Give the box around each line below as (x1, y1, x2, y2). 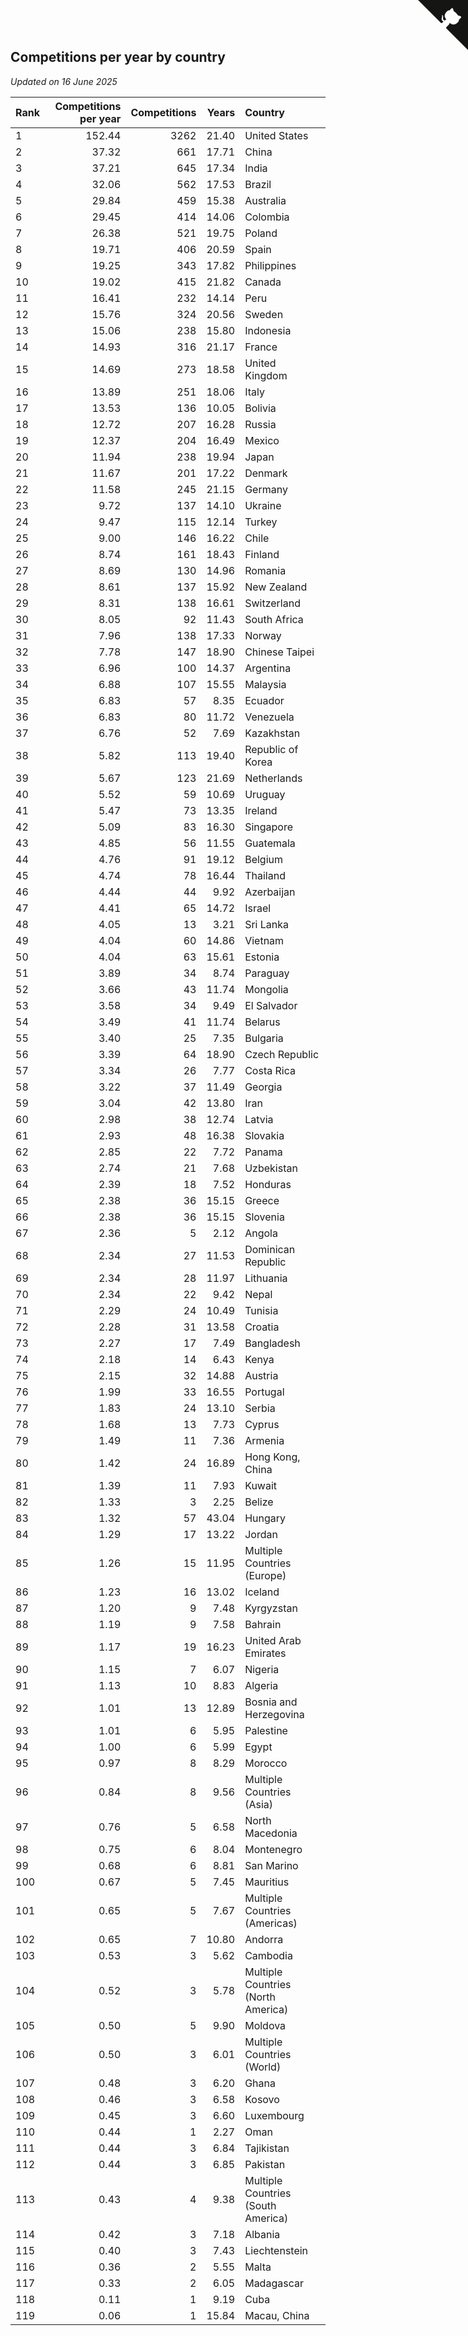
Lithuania (244, 1271, 288, 1285)
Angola (244, 1226, 278, 1240)
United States (244, 128, 309, 142)
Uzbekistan (244, 1161, 298, 1175)
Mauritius (244, 1875, 290, 1889)
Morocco (244, 1756, 288, 1770)
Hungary (244, 1511, 287, 1525)
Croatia (244, 1320, 280, 1334)
